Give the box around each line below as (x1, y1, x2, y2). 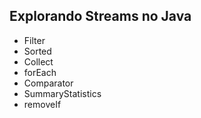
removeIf (23, 98, 62, 110)
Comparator (23, 77, 74, 89)
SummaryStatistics (23, 87, 102, 99)
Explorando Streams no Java (9, 8, 192, 25)
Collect (23, 55, 54, 68)
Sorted (23, 45, 52, 57)
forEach (23, 66, 57, 78)
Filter (23, 34, 46, 46)
